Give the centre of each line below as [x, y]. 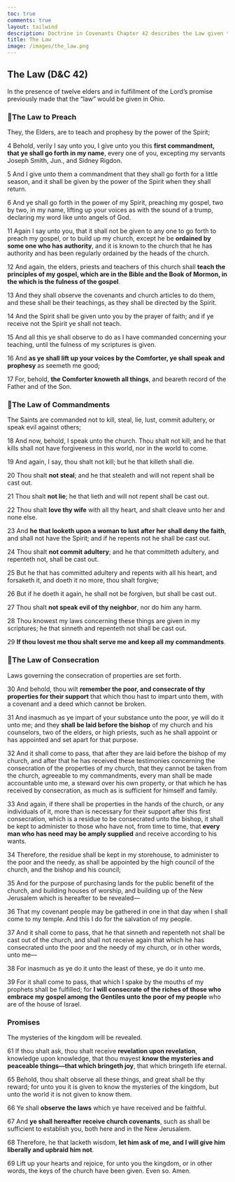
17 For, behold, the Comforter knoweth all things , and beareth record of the [117, 379]
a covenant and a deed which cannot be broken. [77, 704]
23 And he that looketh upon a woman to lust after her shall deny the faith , [117, 531]
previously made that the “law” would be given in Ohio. [86, 99]
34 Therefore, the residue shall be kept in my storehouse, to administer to [113, 855]
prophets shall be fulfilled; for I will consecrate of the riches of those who [114, 989]
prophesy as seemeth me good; [54, 366]
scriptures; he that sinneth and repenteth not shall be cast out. [97, 628]
